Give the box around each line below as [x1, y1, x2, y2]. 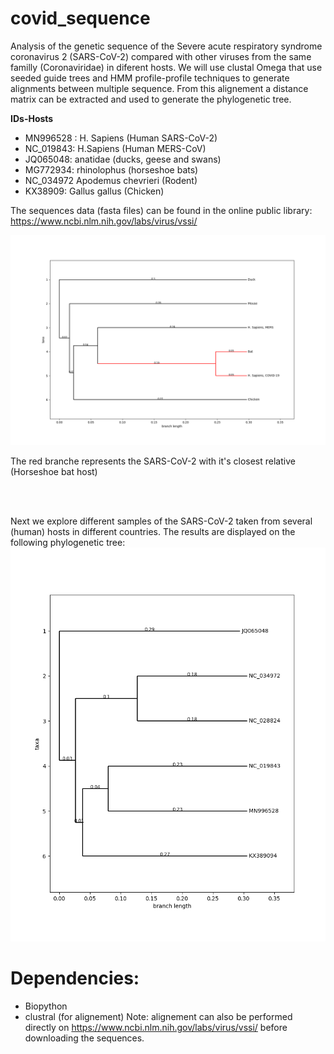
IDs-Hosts [10, 112, 54, 124]
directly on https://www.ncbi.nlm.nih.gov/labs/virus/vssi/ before [24, 1021, 288, 1033]
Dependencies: [10, 967, 140, 989]
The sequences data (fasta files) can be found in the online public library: [10, 204, 313, 216]
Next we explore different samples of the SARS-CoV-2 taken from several [10, 515, 313, 527]
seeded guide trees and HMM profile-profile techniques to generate [10, 72, 290, 84]
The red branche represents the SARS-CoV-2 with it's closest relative [10, 455, 296, 467]
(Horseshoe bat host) [10, 465, 98, 477]
